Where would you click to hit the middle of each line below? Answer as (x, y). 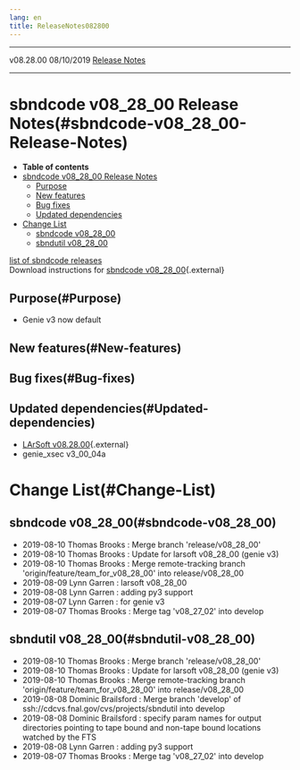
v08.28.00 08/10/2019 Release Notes (77, 60)
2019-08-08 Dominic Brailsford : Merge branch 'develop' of (132, 698)
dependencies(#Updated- (135, 409)
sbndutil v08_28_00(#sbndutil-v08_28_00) (133, 640)
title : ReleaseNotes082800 (59, 26)
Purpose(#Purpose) (66, 298)
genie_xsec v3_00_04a (64, 454)
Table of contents (55, 167)
